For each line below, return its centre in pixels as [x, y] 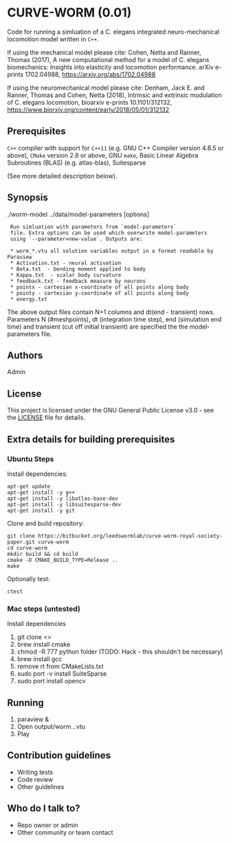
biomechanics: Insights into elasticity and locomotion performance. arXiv [111, 67]
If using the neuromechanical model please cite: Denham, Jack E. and [106, 87]
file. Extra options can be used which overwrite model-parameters [109, 233]
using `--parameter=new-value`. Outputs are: [76, 239]
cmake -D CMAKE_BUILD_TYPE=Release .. [63, 560]
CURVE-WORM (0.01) [69, 13]
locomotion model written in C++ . [53, 39]
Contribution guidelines [59, 756]
